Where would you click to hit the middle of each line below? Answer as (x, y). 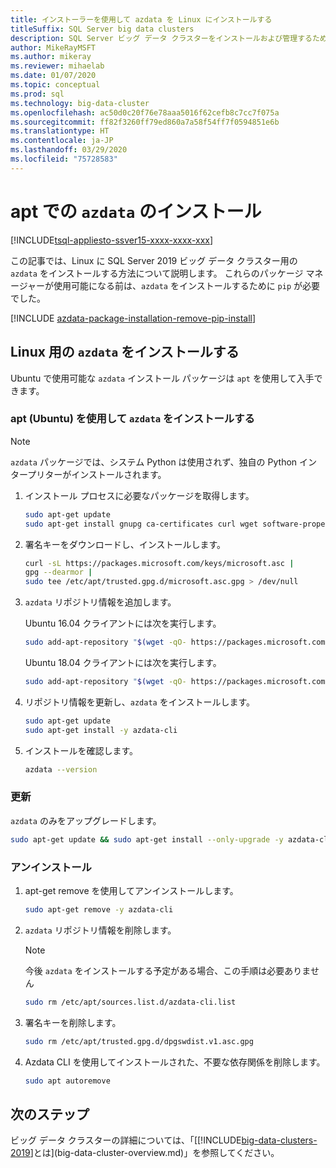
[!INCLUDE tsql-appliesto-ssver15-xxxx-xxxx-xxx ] (112, 240)
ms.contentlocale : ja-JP (62, 141)
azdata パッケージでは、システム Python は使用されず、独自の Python (154, 462)
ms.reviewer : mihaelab (57, 66)
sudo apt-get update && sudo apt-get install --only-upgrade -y (147, 839)
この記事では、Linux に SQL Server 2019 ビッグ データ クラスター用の (154, 260)
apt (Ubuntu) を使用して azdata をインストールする (132, 419)
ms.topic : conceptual (55, 85)
